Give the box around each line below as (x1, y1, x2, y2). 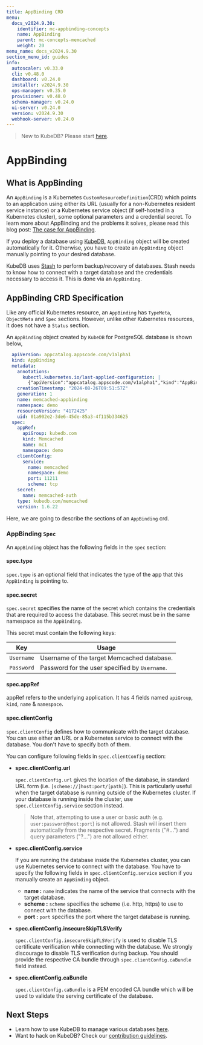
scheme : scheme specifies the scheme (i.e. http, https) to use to (24, 900, 183, 907)
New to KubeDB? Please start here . (21, 133, 109, 140)
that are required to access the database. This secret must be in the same (6, 611, 190, 619)
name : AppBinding (17, 32, 61, 38)
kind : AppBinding (11, 357, 56, 363)
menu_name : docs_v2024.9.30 (6, 48, 77, 55)
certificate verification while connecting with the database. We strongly (14, 943, 193, 950)
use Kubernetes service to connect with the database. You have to (14, 863, 181, 870)
